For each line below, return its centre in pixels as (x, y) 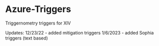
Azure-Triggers (38, 9)
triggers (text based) (26, 38)
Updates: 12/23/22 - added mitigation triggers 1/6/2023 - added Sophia (79, 32)
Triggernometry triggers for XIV (38, 23)
